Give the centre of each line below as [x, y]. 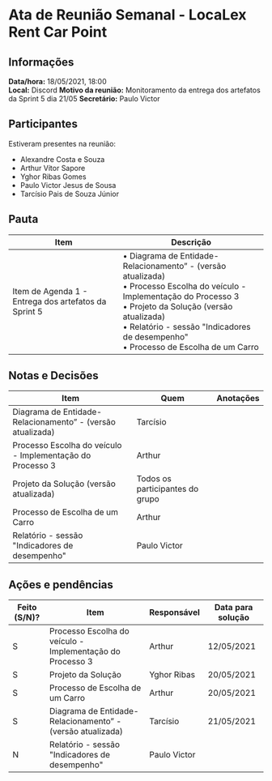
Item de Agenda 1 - [50, 291]
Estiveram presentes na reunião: [62, 143]
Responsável [175, 612]
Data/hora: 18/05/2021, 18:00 [57, 81]
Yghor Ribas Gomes [53, 177]
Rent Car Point [58, 32]
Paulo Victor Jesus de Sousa [68, 185]
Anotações [238, 399]
